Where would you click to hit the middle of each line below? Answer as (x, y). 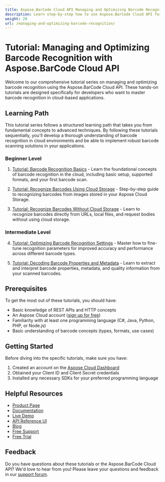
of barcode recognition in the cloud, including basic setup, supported (82, 174)
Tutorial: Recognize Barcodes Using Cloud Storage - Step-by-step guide (85, 189)
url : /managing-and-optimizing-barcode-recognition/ (60, 23)
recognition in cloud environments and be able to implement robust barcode (82, 141)
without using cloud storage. (41, 219)
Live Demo (23, 416)
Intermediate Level (28, 232)
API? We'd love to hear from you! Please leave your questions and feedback (82, 469)
